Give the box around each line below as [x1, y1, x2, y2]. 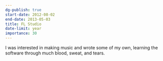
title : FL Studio [5, 21, 42, 27]
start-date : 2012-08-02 [5, 12, 55, 17]
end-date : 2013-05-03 [5, 17, 51, 22]
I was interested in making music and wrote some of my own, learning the [5, 45, 158, 50]
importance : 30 [5, 31, 37, 36]
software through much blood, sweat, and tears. [5, 50, 105, 56]
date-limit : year [5, 26, 42, 31]
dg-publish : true [5, 7, 42, 13]
